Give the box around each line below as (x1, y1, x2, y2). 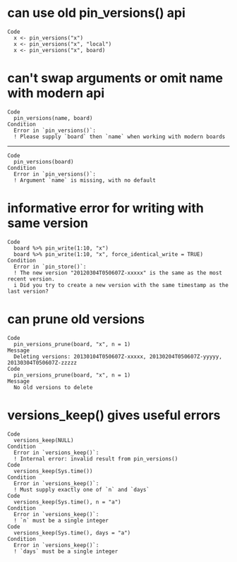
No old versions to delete (13, 384, 93, 391)
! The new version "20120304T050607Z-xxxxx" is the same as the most (13, 269, 222, 276)
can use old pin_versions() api (7, 5, 186, 21)
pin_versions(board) (13, 158, 74, 165)
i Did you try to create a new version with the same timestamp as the (13, 281, 229, 288)
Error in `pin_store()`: (13, 263, 87, 270)
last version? (7, 288, 49, 295)
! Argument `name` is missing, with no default (13, 176, 157, 184)
